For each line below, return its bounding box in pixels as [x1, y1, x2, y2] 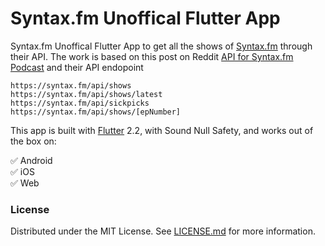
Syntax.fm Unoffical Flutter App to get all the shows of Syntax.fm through [10, 40, 313, 52]
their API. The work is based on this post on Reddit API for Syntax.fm [10, 50, 294, 62]
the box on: [10, 135, 57, 147]
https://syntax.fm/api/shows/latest [10, 89, 163, 99]
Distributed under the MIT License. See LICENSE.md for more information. [10, 225, 316, 237]
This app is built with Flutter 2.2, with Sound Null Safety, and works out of [10, 124, 314, 136]
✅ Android [10, 154, 53, 166]
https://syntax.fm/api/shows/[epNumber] [10, 107, 182, 117]
